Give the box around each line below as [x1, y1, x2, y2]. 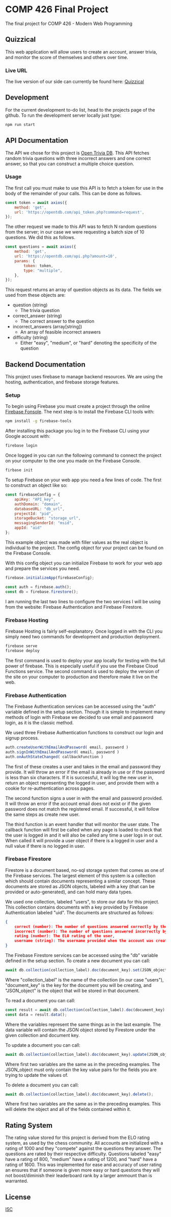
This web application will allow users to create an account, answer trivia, [5, 48, 158, 55]
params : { [14, 258, 36, 264]
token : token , [23, 263, 53, 268]
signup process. [5, 735, 39, 741]
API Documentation [5, 136, 69, 145]
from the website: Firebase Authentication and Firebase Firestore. [5, 604, 143, 610]
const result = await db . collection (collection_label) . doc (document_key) [5, 1007, 165, 1013]
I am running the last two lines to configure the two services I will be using [5, 598, 161, 605]
